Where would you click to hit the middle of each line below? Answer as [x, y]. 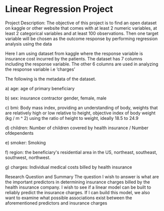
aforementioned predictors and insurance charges [56, 203]
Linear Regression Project [59, 9]
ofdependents [19, 133]
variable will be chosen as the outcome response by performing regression [82, 39]
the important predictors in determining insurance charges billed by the [78, 182]
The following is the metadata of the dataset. [51, 79]
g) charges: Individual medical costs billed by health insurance [69, 167]
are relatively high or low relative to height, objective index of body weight [80, 113]
